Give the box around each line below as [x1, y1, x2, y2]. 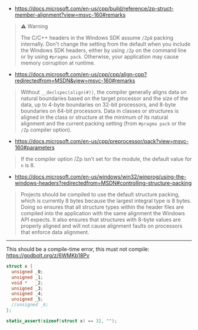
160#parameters [14, 144, 55, 151]
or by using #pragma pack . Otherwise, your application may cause [20, 53, 179, 60]
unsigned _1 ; [11, 274, 44, 280]
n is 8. [20, 162, 35, 169]
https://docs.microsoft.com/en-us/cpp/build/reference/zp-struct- [14, 5, 174, 12]
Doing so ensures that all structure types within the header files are [20, 203, 184, 211]
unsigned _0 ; [11, 268, 44, 274]
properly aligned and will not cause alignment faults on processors [20, 222, 183, 229]
